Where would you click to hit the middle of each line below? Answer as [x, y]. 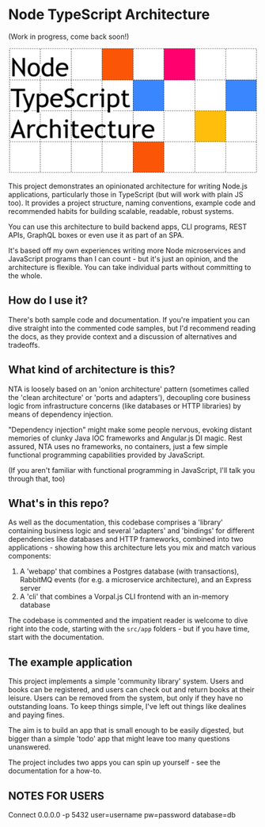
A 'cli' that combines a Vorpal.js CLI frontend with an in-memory [124, 596]
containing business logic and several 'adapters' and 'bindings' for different [131, 531]
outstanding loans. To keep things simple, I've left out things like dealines [127, 707]
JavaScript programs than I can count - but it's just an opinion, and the [123, 258]
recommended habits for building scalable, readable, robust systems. [121, 211]
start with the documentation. [56, 637]
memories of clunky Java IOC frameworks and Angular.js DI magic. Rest [125, 438]
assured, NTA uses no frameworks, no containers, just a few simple [118, 446]
